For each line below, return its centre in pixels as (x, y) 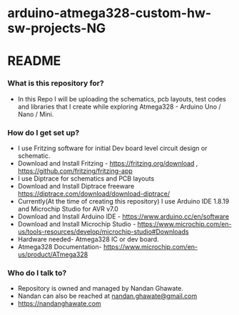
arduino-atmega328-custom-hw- (110, 13)
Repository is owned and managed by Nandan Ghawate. (101, 289)
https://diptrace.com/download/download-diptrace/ (93, 194)
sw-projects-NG (57, 28)
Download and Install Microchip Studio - (77, 224)
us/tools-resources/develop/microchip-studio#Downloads (103, 231)
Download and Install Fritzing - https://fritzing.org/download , (108, 163)
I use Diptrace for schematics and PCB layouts (86, 178)
